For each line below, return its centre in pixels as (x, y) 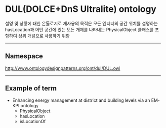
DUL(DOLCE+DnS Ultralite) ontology (81, 9)
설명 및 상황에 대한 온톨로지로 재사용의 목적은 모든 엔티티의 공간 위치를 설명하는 (82, 23)
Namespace (24, 56)
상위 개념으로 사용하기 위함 (44, 36)
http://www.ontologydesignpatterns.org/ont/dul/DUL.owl (63, 68)
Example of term (31, 88)
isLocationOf (33, 121)
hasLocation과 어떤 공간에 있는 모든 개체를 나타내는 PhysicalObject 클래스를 (80, 29)
